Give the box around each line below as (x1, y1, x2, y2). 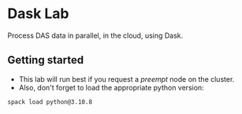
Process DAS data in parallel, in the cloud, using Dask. (7, 31, 184, 40)
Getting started (7, 53, 84, 67)
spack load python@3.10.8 (7, 97, 92, 106)
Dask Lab (7, 5, 69, 23)
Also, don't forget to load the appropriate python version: (18, 83, 204, 92)
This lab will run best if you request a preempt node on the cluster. (18, 74, 235, 83)
